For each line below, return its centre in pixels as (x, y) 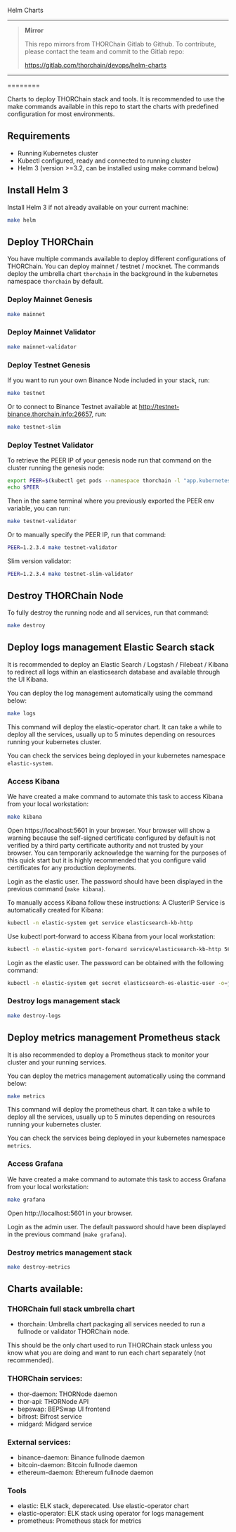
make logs (22, 713)
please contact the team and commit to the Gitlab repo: (104, 51)
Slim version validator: (39, 561)
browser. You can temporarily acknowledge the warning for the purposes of (117, 853)
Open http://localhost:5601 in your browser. (70, 1213)
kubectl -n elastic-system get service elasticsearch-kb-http (100, 923)
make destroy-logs (34, 1016)
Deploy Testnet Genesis (49, 365)
